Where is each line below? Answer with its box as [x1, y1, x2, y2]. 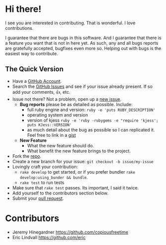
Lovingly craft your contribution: [12, 164, 78, 170]
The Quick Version [5, 65, 64, 73]
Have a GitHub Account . [12, 78, 62, 84]
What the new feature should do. [27, 142, 94, 148]
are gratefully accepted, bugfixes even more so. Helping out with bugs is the [5, 45, 162, 51]
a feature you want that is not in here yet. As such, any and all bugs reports [5, 40, 159, 46]
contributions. [5, 25, 34, 31]
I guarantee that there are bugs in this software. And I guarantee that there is [5, 35, 162, 41]
